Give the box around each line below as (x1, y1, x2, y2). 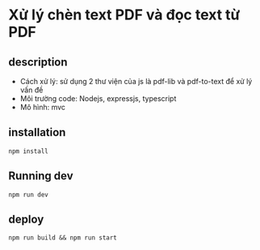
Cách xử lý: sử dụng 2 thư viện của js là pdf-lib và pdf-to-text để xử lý (19, 77, 253, 86)
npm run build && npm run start (8, 234, 117, 242)
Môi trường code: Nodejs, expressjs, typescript (19, 94, 177, 103)
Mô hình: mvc (19, 103, 66, 112)
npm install (8, 147, 48, 155)
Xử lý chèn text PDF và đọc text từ (8, 6, 241, 24)
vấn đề (19, 85, 44, 95)
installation (8, 125, 66, 139)
